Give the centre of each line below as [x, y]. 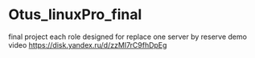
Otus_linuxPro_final [75, 15]
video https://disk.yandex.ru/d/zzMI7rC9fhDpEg [88, 44]
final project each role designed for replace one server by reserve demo [128, 37]
